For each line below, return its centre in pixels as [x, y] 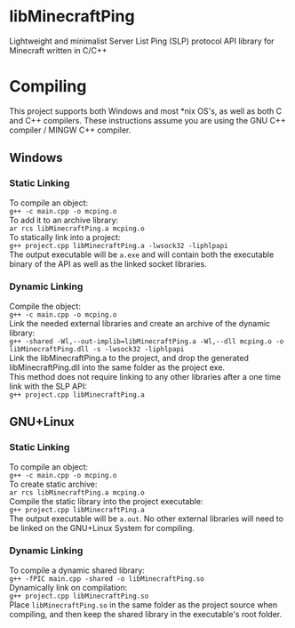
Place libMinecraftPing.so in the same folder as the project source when [144, 604]
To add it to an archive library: [64, 220]
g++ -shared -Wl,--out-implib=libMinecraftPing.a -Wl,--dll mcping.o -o [147, 341]
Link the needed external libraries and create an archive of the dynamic [140, 323]
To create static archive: [53, 484]
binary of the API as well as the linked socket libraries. [108, 263]
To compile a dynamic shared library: [77, 570]
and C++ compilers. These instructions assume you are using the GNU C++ [147, 120]
